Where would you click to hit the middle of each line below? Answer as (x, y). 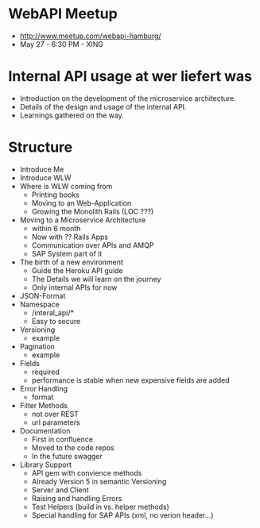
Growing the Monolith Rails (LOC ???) (93, 211)
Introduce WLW (45, 177)
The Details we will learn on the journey (96, 279)
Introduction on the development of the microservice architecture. (128, 98)
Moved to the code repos (73, 447)
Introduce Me (42, 169)
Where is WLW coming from (66, 186)
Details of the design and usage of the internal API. (103, 106)
